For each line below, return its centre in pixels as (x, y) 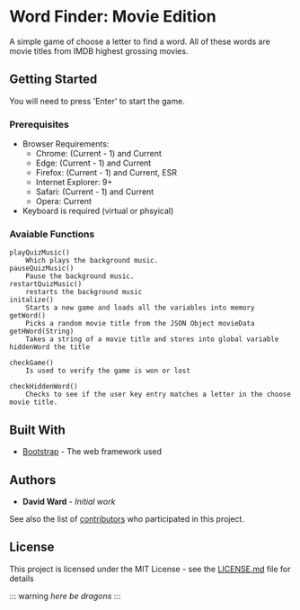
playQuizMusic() (40, 253)
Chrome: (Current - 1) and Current (98, 154)
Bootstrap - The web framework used (92, 452)
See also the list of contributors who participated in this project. (127, 518)
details (22, 579)
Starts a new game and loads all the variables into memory (140, 308)
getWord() (28, 316)
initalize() (31, 300)
